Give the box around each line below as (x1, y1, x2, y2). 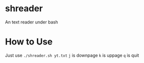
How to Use (5, 36, 53, 47)
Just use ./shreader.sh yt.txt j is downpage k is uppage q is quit (5, 52, 140, 58)
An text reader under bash (5, 19, 58, 25)
